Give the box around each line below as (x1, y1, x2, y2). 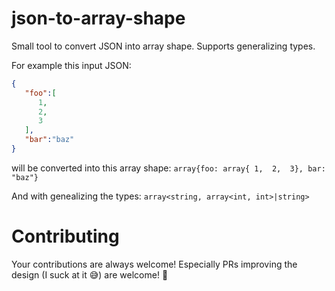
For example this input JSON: (11, 59, 132, 71)
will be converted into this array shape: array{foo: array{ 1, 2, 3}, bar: (11, 162, 326, 174)
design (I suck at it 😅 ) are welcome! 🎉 (11, 268, 169, 281)
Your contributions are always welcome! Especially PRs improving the (11, 258, 298, 270)
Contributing (11, 225, 120, 248)
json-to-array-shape (11, 7, 186, 30)
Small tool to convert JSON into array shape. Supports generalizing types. (11, 40, 316, 52)
